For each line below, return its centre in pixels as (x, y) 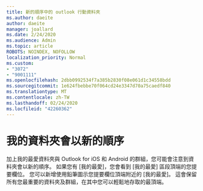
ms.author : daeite (30, 18)
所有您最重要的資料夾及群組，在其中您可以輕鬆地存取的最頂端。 (87, 182)
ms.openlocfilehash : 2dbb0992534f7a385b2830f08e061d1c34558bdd (89, 80)
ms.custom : (20, 63)
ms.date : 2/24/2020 (31, 35)
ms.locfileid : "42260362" (39, 109)
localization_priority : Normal (46, 58)
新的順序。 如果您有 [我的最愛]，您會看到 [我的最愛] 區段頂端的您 (109, 167)
